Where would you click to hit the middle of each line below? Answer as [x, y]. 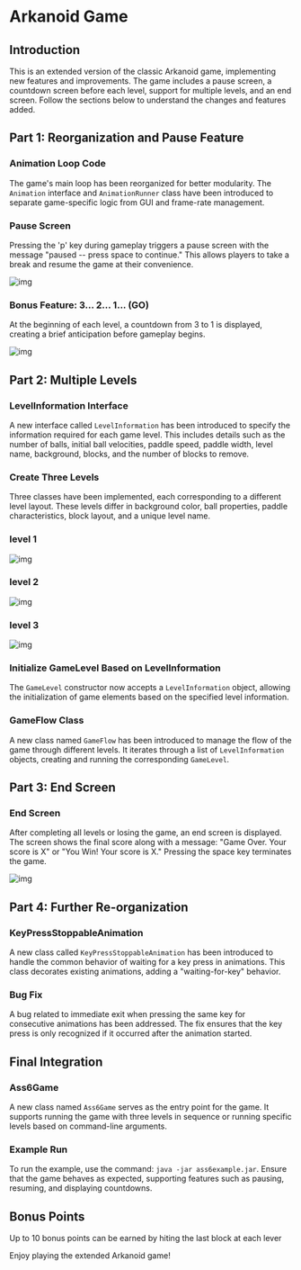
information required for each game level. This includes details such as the [147, 435]
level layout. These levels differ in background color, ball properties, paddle [149, 507]
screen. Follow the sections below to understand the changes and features [148, 100]
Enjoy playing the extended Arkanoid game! [90, 1256]
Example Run [39, 1149]
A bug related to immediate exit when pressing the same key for [128, 1014]
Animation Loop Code [58, 164]
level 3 [24, 625]
